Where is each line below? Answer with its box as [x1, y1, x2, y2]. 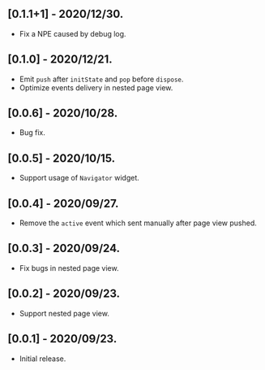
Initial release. [19, 354, 66, 363]
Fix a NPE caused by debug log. [19, 28, 126, 38]
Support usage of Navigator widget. [19, 173, 139, 183]
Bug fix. [19, 128, 46, 137]
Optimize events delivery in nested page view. [19, 82, 173, 93]
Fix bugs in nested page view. [19, 263, 119, 272]
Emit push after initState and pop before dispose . [19, 74, 184, 84]
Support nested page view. [19, 308, 110, 318]
